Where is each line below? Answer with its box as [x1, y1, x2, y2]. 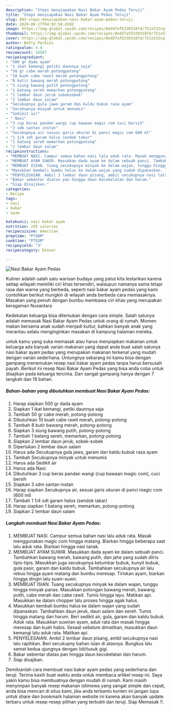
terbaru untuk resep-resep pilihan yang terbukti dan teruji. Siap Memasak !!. [6, 699, 164, 705]
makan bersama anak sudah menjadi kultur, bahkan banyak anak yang [6, 323, 153, 330]
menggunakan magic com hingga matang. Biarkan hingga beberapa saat [13, 538, 165, 544]
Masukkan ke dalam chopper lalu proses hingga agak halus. [13, 597, 139, 603]
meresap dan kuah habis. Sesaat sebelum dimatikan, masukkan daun [13, 624, 158, 630]
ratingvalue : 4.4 [6, 45, 43, 50]
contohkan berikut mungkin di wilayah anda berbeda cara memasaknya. [6, 292, 157, 298]
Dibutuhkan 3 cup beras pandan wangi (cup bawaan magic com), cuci [13, 471, 160, 477]
